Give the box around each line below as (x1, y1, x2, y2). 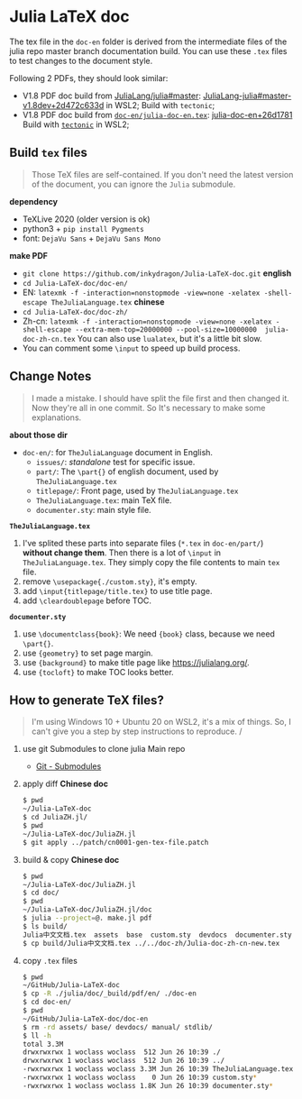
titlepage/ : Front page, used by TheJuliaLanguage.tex (35, 485, 239, 496)
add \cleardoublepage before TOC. (22, 595, 151, 606)
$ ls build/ (22, 921, 68, 930)
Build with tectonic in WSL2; (22, 119, 130, 130)
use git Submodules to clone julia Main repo (22, 744, 186, 755)
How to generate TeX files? (9, 692, 164, 708)
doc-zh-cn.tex (22, 334, 76, 343)
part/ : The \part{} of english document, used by (35, 466, 219, 477)
